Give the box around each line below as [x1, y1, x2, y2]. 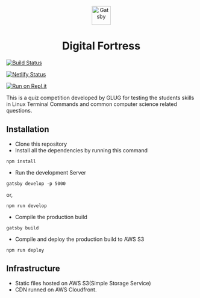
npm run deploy [6, 247, 45, 253]
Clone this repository [14, 140, 67, 147]
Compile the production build [14, 213, 87, 220]
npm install [6, 158, 36, 164]
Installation [6, 124, 49, 135]
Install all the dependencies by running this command [14, 146, 148, 154]
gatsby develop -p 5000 [6, 181, 66, 187]
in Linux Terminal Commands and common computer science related [6, 100, 178, 108]
